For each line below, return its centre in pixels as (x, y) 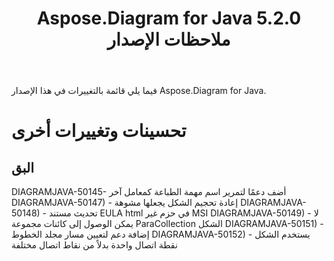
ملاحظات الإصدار (169, 39)
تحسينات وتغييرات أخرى (99, 131)
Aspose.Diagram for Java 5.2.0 (169, 18)
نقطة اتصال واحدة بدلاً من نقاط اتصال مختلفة (94, 245)
